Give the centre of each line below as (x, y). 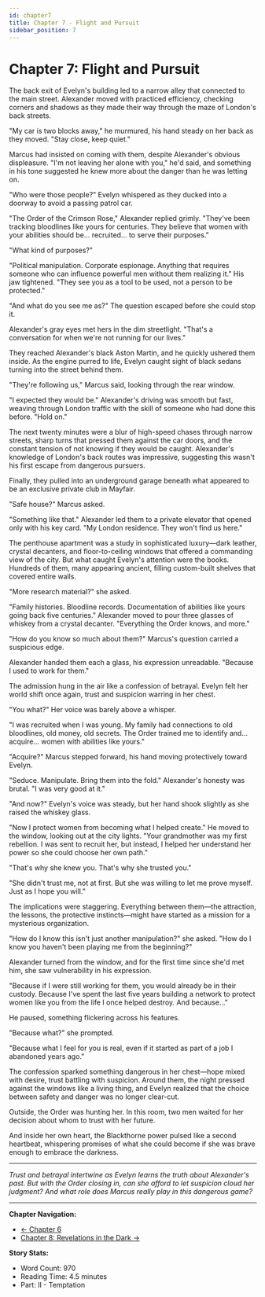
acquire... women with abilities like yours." (77, 742)
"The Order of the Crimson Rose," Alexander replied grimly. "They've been (130, 219)
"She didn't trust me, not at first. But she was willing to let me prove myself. (131, 883)
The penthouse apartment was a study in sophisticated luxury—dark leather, (133, 543)
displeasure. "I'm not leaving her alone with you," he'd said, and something (130, 163)
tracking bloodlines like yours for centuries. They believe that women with (129, 227)
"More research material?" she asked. (70, 592)
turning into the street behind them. (66, 369)
